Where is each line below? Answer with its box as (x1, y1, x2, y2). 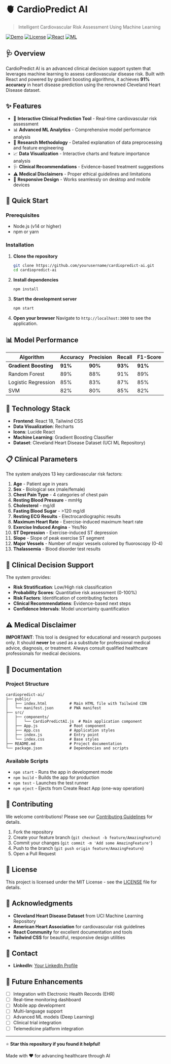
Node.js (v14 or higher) (13, 223, 61, 230)
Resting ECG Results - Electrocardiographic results (13, 513, 121, 520)
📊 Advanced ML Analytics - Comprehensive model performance (13, 126, 151, 133)
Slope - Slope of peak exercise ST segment (13, 535, 105, 541)
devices (13, 182, 30, 188)
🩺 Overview (6, 49, 46, 58)
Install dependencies (13, 277, 59, 283)
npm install (13, 287, 39, 292)
